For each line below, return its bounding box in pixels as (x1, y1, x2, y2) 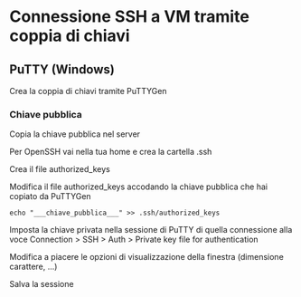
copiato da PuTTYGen (9, 191, 92, 202)
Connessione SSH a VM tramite (9, 6, 250, 27)
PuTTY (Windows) (9, 62, 115, 77)
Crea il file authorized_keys (9, 164, 110, 175)
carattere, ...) (9, 261, 58, 273)
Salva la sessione (9, 279, 74, 290)
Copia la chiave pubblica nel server (9, 129, 141, 139)
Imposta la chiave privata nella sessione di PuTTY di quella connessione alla (9, 225, 293, 235)
